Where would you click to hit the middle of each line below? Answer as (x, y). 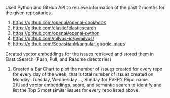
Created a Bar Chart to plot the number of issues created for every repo (88, 69)
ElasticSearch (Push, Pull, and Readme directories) (58, 59)
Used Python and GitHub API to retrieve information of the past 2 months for (85, 7)
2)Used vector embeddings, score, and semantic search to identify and (87, 85)
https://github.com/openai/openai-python (56, 33)
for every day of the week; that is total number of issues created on (83, 74)
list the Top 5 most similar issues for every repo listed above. (76, 90)
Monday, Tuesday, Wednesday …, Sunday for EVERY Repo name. (81, 80)
